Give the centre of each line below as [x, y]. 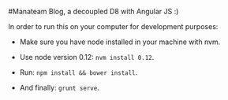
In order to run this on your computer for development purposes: [113, 26]
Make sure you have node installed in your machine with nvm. [120, 42]
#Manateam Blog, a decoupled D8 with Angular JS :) [93, 11]
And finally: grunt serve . [60, 87]
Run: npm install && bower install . [78, 72]
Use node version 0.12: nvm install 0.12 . [87, 57]
